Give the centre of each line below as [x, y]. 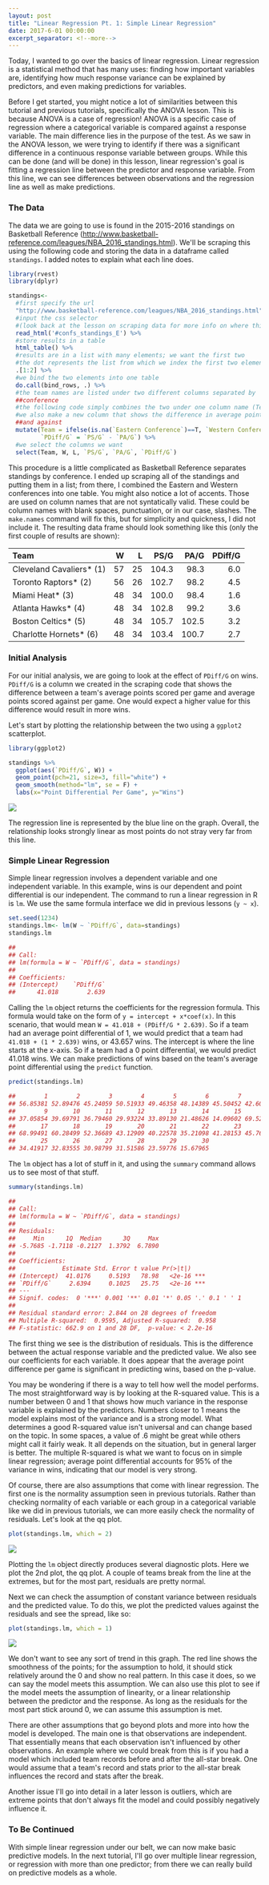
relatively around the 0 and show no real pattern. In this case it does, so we [132, 1676]
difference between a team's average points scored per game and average [132, 692]
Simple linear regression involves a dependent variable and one [113, 878]
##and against [39, 423]
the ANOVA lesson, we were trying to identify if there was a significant [124, 144]
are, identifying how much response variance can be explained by [117, 78]
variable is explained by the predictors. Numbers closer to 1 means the [124, 1410]
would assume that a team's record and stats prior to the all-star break [125, 1768]
